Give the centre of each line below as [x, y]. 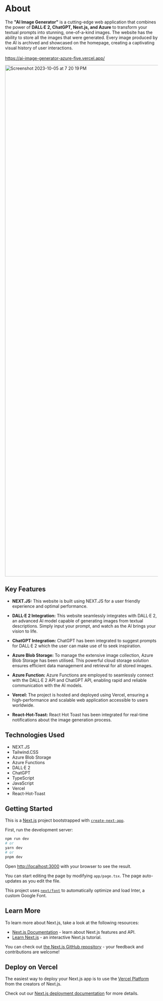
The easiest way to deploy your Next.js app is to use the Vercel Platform [77, 979]
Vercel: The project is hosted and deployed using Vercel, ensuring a [80, 694]
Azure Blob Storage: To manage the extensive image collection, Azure [83, 655]
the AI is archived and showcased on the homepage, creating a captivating [80, 42]
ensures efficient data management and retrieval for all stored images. [82, 665]
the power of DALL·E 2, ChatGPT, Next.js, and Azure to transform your [76, 27]
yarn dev [14, 848]
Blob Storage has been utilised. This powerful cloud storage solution [80, 660]
